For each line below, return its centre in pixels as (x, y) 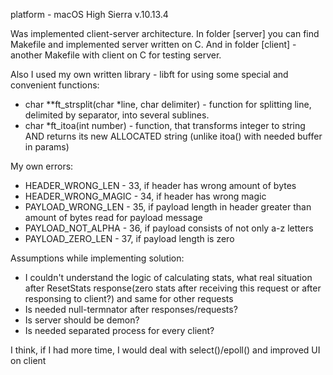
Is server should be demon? (82, 320)
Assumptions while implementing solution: (97, 258)
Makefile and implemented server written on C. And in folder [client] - (153, 44)
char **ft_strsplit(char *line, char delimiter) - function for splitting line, (168, 104)
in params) (47, 147)
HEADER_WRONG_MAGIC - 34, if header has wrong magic (145, 196)
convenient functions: (55, 85)
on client (28, 360)
